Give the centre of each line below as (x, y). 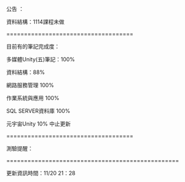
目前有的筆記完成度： (33, 46)
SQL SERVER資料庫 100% (38, 111)
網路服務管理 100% (30, 85)
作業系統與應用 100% (33, 98)
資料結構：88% (26, 72)
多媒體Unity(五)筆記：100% (41, 59)
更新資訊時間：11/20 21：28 (41, 173)
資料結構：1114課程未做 (36, 22)
